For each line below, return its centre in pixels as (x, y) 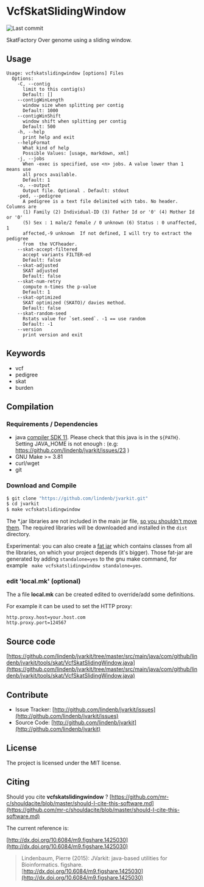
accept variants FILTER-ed (57, 254)
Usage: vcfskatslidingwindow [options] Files (65, 73)
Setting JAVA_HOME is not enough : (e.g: (67, 444)
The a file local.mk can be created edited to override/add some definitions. (100, 594)
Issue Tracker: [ (35, 709)
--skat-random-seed (42, 313)
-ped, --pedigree (39, 196)
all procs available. (50, 174)
